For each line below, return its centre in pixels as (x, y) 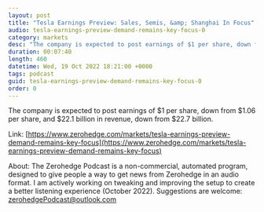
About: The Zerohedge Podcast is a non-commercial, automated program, (128, 166)
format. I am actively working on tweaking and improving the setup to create (132, 183)
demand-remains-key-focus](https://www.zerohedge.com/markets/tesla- (127, 143)
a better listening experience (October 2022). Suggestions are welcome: (125, 191)
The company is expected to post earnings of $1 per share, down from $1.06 (132, 111)
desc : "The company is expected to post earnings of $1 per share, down (130, 45)
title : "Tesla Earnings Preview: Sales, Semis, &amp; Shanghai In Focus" (132, 23)
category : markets (38, 37)
